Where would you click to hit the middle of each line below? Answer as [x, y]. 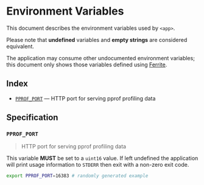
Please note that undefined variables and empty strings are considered [97, 40]
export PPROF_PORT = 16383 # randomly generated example [77, 176]
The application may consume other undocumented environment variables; [100, 58]
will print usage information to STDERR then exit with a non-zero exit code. [98, 165]
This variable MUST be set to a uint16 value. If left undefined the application [102, 158]
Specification [32, 118]
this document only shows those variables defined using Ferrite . [87, 65]
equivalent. [20, 46]
